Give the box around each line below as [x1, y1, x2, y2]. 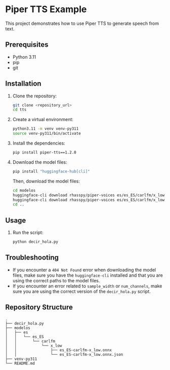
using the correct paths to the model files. [12, 277, 100, 283]
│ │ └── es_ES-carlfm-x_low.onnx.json [5, 352, 123, 357]
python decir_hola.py [12, 239, 58, 244]
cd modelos [12, 188, 36, 193]
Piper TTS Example [5, 4, 87, 15]
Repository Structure [5, 303, 73, 312]
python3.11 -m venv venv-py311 [12, 126, 79, 131]
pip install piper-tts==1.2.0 [12, 150, 77, 155]
